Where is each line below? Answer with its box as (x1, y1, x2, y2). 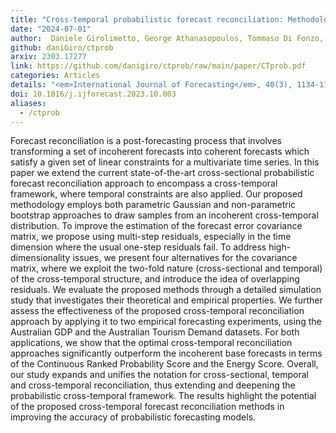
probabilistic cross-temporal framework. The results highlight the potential (10, 390, 317, 402)
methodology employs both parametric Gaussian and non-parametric (10, 199, 297, 211)
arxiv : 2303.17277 (10, 52, 87, 62)
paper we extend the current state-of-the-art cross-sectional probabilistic (10, 167, 315, 179)
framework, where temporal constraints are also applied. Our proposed (10, 188, 303, 200)
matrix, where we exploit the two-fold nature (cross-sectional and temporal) (10, 262, 323, 275)
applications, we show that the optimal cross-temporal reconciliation (10, 337, 293, 349)
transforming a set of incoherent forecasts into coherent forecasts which (10, 146, 310, 158)
